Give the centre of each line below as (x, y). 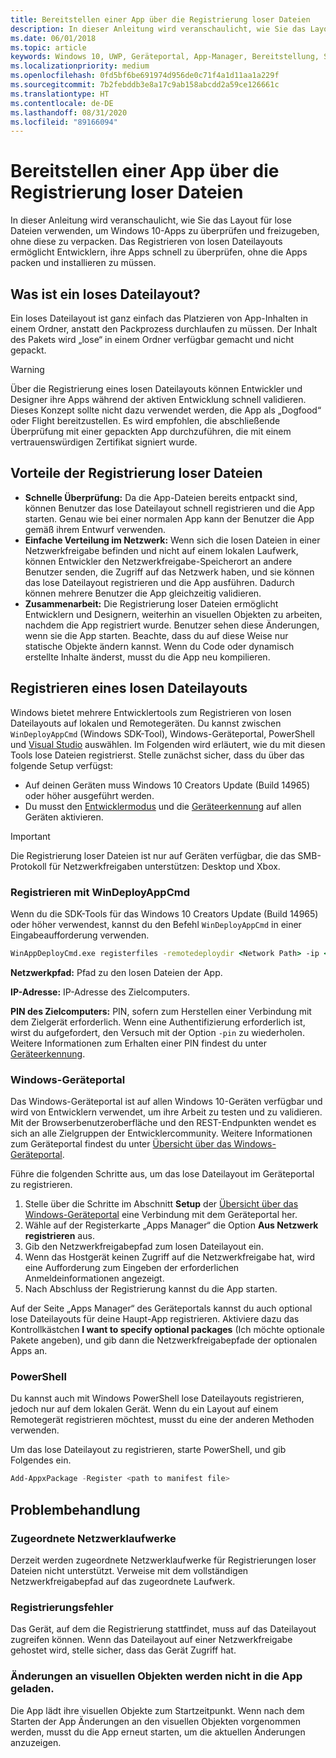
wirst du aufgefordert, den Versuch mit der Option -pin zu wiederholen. (157, 1032)
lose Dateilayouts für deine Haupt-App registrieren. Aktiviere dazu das (155, 1319)
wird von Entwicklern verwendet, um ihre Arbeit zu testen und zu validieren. (166, 1112)
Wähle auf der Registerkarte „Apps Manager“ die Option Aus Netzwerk (171, 1225)
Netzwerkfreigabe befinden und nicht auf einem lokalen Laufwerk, (161, 550)
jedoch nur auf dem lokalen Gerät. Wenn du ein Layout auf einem (144, 1409)
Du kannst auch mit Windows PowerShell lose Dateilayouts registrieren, (157, 1398)
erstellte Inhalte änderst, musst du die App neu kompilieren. (147, 657)
